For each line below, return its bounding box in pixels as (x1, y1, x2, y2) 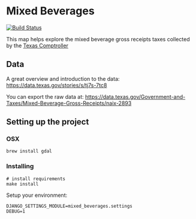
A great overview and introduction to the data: (6, 75, 120, 82)
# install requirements (6, 175, 66, 182)
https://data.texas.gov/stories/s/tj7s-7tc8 (6, 81, 107, 89)
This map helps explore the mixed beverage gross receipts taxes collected (6, 35, 190, 42)
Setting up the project (6, 117, 89, 127)
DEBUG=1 (6, 208, 26, 214)
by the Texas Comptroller (6, 42, 69, 49)
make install (6, 181, 39, 187)
